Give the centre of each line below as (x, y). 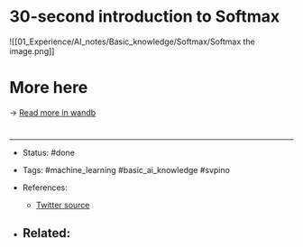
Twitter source (63, 206)
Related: (46, 233)
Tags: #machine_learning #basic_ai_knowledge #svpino (126, 170)
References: (45, 188)
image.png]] (32, 50)
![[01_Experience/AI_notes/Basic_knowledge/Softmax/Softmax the (132, 41)
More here (49, 88)
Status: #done (48, 153)
